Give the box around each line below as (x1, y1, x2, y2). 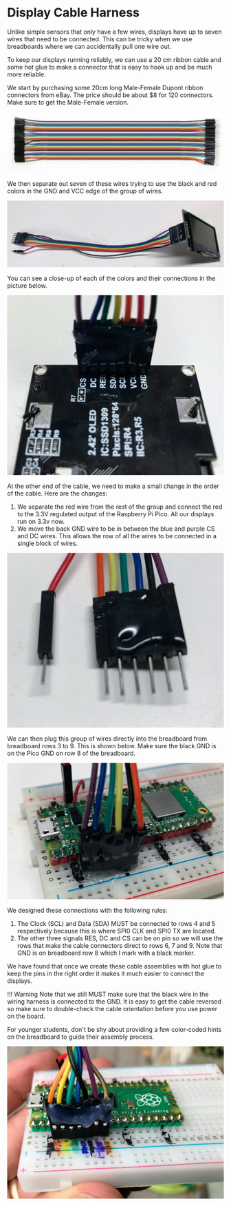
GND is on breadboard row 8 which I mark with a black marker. (16, 949, 195, 958)
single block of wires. (16, 539, 78, 547)
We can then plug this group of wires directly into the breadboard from (7, 734, 208, 743)
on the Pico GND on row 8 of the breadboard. (7, 749, 136, 757)
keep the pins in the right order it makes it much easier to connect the (7, 969, 205, 978)
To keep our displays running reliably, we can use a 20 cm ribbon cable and (7, 55, 221, 63)
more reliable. (7, 70, 46, 78)
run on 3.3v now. (16, 517, 65, 525)
